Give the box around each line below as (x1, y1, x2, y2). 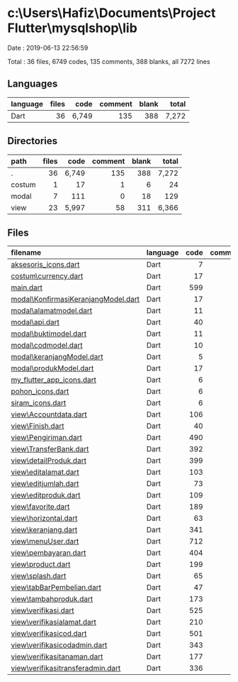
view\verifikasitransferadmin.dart (11, 664, 121, 673)
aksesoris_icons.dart (11, 260, 80, 270)
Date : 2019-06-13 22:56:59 (7, 43, 89, 52)
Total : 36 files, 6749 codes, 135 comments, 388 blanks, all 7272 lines (7, 57, 210, 65)
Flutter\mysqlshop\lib (7, 20, 138, 36)
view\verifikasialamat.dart (11, 617, 97, 627)
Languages (7, 78, 58, 90)
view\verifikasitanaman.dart (11, 651, 103, 661)
